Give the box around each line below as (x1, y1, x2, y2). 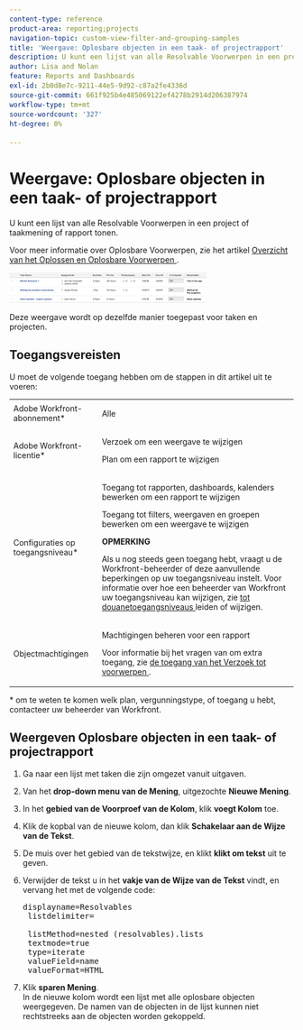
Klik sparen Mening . (22, 981, 99, 992)
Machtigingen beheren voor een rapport (101, 630, 251, 640)
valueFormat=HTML (27, 965, 105, 975)
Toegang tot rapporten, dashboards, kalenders (101, 483, 275, 493)
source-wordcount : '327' (9, 109, 103, 119)
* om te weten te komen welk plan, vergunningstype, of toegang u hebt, (9, 694, 277, 705)
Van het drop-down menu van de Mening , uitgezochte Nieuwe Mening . (22, 786, 291, 796)
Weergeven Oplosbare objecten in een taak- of (9, 731, 277, 746)
